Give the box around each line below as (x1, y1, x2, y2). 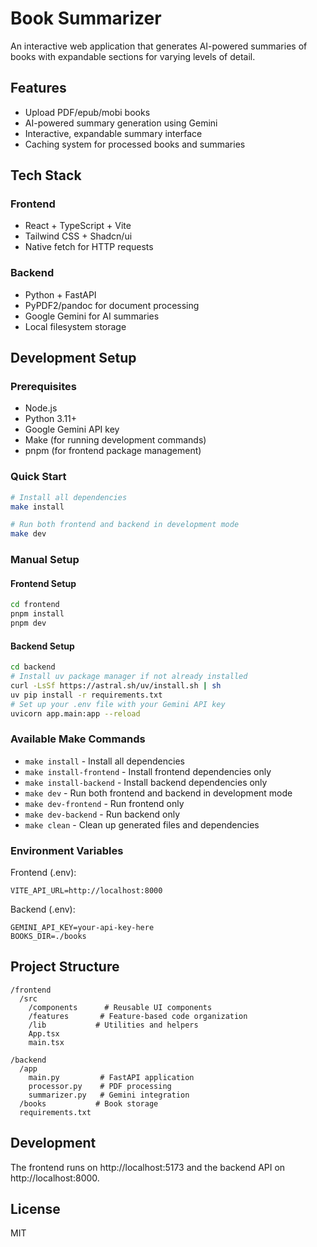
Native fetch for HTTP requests (24, 241, 154, 253)
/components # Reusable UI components (28, 1002, 213, 1012)
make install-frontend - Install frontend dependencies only (24, 765, 272, 777)
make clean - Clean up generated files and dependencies (24, 818, 260, 831)
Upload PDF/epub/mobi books (24, 106, 151, 118)
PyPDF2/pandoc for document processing (24, 299, 200, 311)
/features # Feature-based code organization (28, 1011, 248, 1021)
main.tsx (28, 1037, 65, 1047)
